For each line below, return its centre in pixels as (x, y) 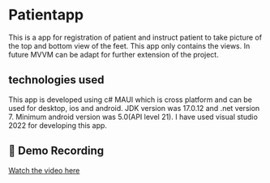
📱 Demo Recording (56, 151)
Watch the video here (44, 170)
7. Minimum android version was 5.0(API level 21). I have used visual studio (133, 117)
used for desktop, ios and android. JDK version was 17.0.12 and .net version (134, 108)
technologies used (56, 80)
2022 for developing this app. (58, 125)
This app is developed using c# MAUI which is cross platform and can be (131, 100)
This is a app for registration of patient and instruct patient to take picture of (135, 37)
